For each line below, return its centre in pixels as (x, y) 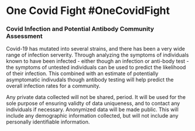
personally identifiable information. (48, 122)
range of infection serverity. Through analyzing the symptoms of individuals (97, 55)
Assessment (24, 36)
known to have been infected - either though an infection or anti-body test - (97, 61)
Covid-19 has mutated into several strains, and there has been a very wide (96, 49)
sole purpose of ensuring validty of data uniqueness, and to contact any (93, 104)
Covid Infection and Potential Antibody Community (80, 29)
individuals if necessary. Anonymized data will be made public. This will (92, 109)
